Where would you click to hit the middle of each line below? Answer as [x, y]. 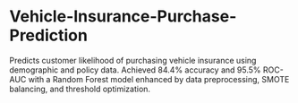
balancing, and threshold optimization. [80, 89]
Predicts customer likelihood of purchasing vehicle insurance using [133, 60]
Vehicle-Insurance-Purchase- [123, 17]
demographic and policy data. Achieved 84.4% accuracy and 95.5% [135, 70]
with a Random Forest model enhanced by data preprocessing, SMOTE [159, 79]
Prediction [48, 35]
